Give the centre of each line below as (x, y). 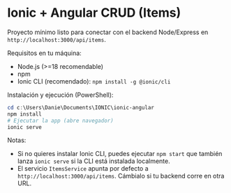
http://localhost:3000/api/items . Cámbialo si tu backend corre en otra (121, 176)
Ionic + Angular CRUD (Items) (94, 13)
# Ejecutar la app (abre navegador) (60, 121)
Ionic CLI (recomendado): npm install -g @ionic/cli (94, 81)
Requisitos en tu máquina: (44, 53)
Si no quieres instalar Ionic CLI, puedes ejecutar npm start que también (120, 154)
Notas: (17, 140)
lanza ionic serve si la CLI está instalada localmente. (94, 161)
